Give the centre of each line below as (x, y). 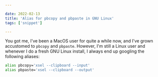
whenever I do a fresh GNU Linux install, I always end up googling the (75, 51)
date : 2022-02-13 (23, 14)
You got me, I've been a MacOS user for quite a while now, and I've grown (79, 41)
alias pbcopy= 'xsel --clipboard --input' (48, 66)
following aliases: (22, 57)
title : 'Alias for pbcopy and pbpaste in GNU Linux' (60, 18)
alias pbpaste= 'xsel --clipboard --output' (50, 70)
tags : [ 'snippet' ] (24, 23)
